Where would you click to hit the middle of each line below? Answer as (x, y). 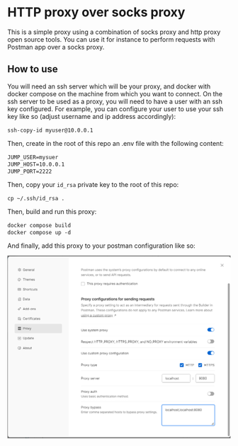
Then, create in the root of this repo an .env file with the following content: (116, 143)
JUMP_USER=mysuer (33, 157)
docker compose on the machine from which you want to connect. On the (115, 93)
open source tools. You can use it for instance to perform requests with (111, 39)
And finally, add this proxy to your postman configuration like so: (102, 246)
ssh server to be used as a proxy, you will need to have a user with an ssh (115, 101)
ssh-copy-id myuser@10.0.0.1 (50, 130)
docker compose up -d (39, 232)
